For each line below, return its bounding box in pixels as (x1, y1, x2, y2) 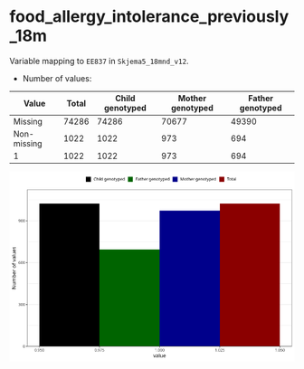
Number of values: (22, 72, 92, 83)
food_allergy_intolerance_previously (9, 6, 290, 27)
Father (248, 93, 274, 104)
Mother (177, 93, 206, 104)
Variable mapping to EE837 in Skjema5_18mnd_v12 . (9, 55, 189, 66)
